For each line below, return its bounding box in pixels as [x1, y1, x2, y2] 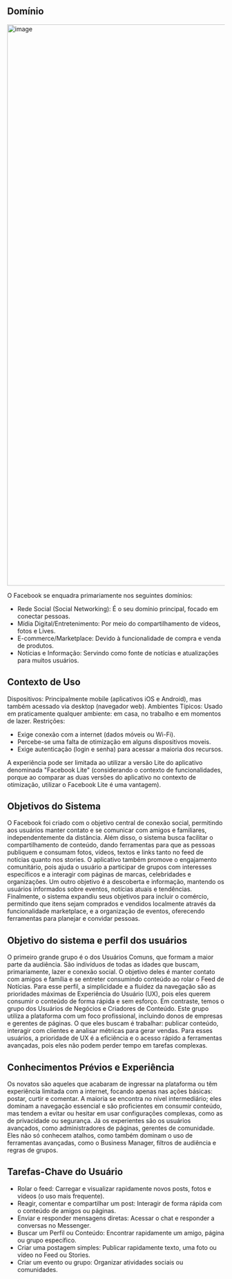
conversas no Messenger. [17, 1221, 91, 1229]
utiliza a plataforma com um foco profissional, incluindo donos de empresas [7, 1012, 223, 1021]
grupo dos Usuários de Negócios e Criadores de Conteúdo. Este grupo [7, 1005, 209, 1013]
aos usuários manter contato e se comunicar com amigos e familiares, [7, 826, 207, 834]
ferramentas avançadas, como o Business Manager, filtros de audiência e [7, 1139, 216, 1147]
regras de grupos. [7, 1146, 59, 1154]
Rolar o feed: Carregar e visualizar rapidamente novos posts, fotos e [17, 1184, 212, 1192]
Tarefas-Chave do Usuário [7, 1166, 123, 1178]
